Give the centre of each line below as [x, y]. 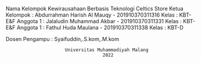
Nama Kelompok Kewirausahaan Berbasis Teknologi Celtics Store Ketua [95, 9]
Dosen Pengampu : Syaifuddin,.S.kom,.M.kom [63, 39]
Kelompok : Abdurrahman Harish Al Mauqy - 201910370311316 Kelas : [92, 15]
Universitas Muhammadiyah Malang [107, 50]
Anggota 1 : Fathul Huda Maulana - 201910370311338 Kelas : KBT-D [100, 27]
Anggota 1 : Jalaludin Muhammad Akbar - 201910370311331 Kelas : [99, 21]
